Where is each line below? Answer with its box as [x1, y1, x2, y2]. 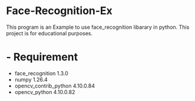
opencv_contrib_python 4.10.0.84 [14, 82, 95, 89]
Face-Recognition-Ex [6, 4, 113, 18]
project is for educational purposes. [6, 29, 93, 36]
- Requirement [6, 51, 78, 64]
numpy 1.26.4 [14, 76, 48, 83]
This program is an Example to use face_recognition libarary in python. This [6, 23, 190, 31]
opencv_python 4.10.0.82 [14, 88, 75, 95]
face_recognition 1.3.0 [14, 69, 69, 77]
